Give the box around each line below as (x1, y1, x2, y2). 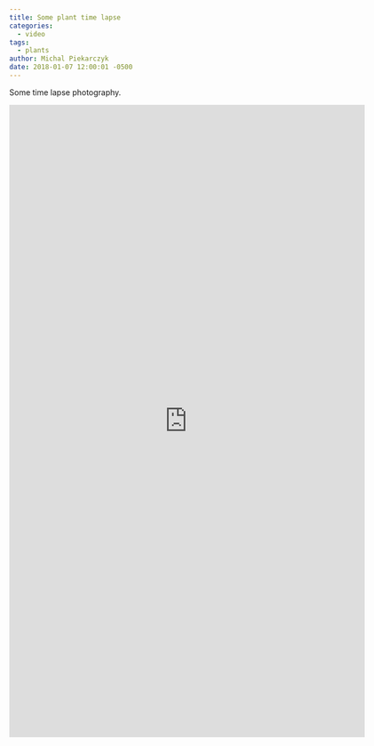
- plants (17, 46, 50, 55)
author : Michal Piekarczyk (9, 54, 109, 63)
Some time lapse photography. (9, 86, 122, 98)
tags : (9, 37, 29, 47)
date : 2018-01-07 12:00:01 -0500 (9, 63, 133, 72)
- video (17, 29, 46, 38)
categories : (9, 21, 53, 30)
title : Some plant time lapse (9, 12, 122, 22)
